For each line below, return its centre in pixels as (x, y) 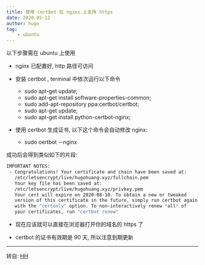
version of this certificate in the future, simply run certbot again (106, 200)
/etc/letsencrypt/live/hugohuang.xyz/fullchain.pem (81, 177)
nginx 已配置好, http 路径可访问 (54, 66)
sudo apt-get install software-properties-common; (88, 98)
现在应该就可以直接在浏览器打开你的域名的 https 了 (79, 224)
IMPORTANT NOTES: (28, 166)
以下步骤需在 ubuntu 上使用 (41, 53)
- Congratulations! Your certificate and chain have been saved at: (98, 172)
